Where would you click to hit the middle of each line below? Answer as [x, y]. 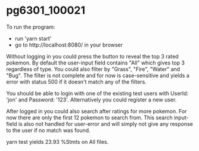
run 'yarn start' [33, 38]
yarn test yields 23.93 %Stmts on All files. [57, 141]
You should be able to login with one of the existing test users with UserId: [97, 93]
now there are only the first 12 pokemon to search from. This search [89, 118]
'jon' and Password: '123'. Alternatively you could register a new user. [91, 100]
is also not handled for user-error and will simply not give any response [106, 124]
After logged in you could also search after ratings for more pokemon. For [97, 111]
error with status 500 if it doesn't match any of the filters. [77, 82]
